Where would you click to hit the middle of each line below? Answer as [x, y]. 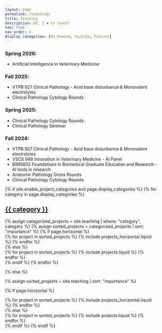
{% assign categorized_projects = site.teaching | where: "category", [73, 221]
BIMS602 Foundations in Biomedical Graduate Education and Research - [85, 164]
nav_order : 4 [18, 32]
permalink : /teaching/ [28, 14]
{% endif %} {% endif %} [30, 326]
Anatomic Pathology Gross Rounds [47, 174]
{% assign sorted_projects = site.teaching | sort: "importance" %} [71, 281]
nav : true [15, 28]
